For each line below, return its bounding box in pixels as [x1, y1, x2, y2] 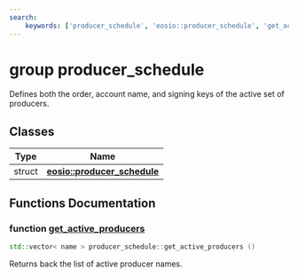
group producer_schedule [9, 60, 205, 80]
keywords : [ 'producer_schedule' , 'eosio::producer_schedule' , [25, 21, 260, 30]
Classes [9, 123, 55, 139]
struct [13, 165, 38, 178]
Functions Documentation [9, 195, 156, 210]
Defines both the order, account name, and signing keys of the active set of [9, 89, 286, 99]
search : [9, 12, 38, 22]
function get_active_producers [9, 222, 145, 234]
